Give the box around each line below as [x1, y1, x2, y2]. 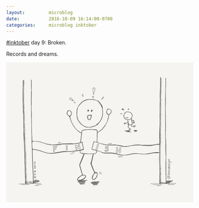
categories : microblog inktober [6, 22, 97, 28]
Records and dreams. [6, 50, 59, 57]
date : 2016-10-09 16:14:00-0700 [6, 15, 113, 22]
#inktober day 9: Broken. [6, 39, 67, 46]
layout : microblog [6, 9, 73, 15]
